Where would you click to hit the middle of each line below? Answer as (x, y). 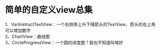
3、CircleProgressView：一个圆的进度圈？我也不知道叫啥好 (64, 42)
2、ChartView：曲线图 (27, 36)
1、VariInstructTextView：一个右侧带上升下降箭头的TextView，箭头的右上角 (80, 24)
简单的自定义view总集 (49, 10)
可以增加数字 (18, 30)
